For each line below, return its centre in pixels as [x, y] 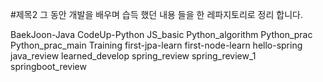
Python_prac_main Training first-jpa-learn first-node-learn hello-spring [156, 45]
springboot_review [48, 66]
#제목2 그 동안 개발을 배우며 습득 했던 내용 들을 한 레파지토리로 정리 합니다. [156, 14]
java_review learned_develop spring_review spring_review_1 [133, 56]
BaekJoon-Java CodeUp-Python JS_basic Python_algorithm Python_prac [161, 34]
